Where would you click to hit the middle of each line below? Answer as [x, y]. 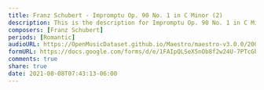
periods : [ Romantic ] [42, 37]
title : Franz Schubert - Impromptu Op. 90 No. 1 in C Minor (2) [115, 15]
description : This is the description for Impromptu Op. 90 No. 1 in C [128, 23]
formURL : [22, 52]
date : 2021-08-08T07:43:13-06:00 [63, 74]
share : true [27, 67]
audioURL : [24, 45]
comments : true [33, 59]
